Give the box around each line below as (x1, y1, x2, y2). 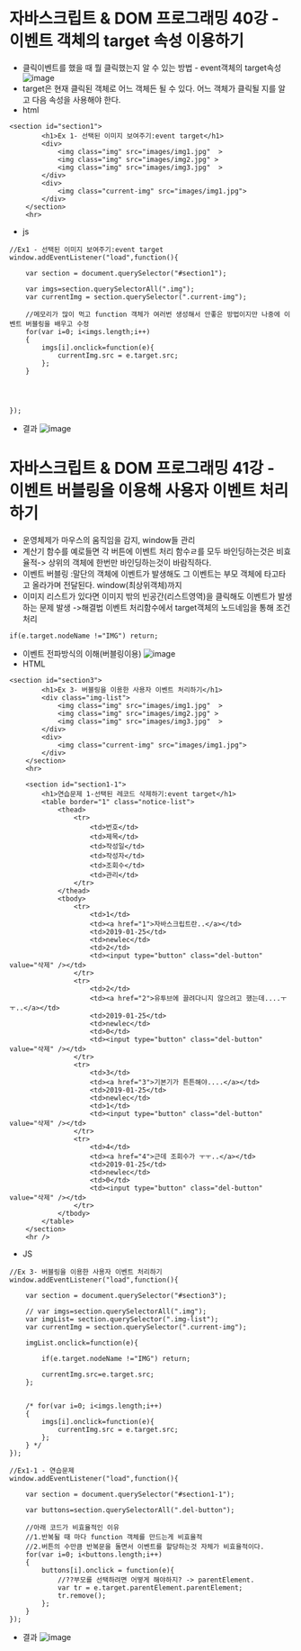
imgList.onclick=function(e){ (25, 1338, 139, 1347)
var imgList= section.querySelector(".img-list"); (25, 1314, 219, 1324)
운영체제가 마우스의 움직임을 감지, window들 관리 (22, 534, 196, 545)
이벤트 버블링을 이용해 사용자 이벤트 (9, 481, 256, 501)
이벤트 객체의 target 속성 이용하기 (9, 31, 244, 51)
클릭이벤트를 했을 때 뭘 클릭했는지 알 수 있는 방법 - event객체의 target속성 (22, 62, 281, 73)
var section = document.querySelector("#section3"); (25, 1291, 227, 1300)
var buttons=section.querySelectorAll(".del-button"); (25, 1505, 235, 1514)
